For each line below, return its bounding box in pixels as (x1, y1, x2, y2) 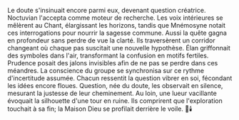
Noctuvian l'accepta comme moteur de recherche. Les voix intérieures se (7, 13, 223, 22)
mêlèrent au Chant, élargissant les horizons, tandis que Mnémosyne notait (7, 21, 226, 29)
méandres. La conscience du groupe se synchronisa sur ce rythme (7, 67, 205, 75)
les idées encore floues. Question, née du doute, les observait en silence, (7, 82, 223, 89)
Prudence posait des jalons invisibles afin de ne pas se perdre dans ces (7, 59, 218, 67)
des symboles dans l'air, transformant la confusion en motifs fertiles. (7, 51, 209, 60)
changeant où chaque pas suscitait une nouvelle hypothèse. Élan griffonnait (7, 44, 230, 52)
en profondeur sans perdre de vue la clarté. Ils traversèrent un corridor (7, 36, 215, 45)
